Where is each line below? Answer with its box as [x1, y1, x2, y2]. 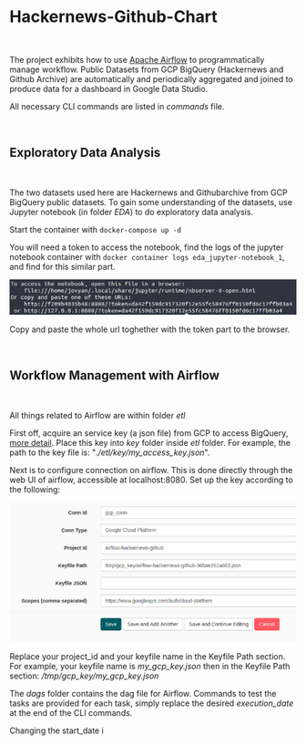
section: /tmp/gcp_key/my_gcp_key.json [9, 670, 159, 681]
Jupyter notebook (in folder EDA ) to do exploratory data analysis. [9, 206, 253, 217]
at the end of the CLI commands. [9, 707, 133, 718]
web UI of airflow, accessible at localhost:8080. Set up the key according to [9, 474, 293, 485]
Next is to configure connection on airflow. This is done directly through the [9, 464, 293, 475]
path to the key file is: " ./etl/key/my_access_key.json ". [9, 447, 210, 458]
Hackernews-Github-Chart [9, 6, 218, 27]
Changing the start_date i [9, 725, 105, 736]
